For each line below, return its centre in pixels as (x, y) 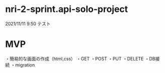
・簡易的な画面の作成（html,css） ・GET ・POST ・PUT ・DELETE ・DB (80, 58)
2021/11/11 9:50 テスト (28, 23)
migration (25, 65)
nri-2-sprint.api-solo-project (67, 9)
